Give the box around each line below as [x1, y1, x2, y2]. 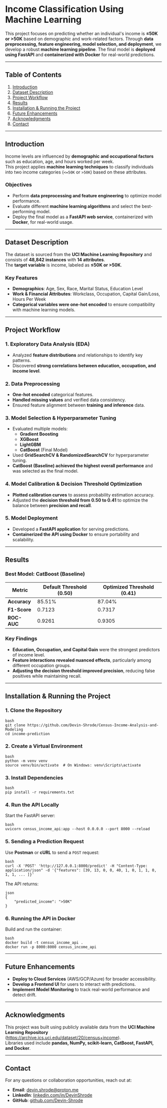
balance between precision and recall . [12, 502, 92, 508]
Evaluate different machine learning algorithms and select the [12, 203, 141, 209]
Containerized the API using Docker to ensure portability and [12, 531, 139, 537]
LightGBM [19, 441, 41, 448]
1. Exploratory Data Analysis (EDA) [5, 341, 90, 347]
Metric [12, 587, 28, 594]
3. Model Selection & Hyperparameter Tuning [5, 414, 117, 421]
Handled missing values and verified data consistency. [12, 397, 126, 403]
